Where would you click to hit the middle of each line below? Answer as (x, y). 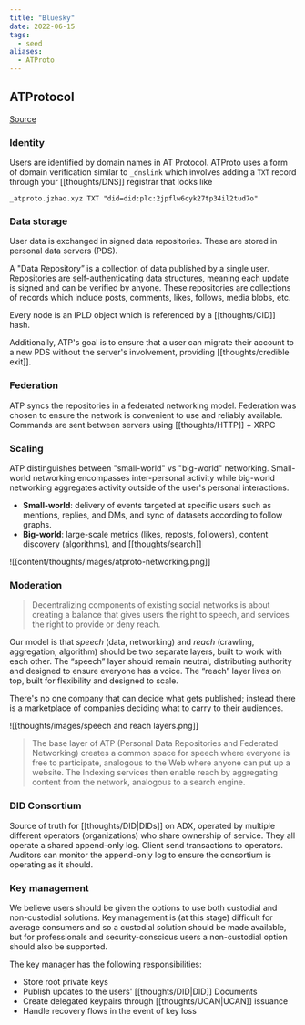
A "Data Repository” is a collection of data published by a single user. (140, 269)
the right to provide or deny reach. (96, 624)
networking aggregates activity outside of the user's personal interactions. (149, 487)
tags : (20, 35)
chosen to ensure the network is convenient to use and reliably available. (146, 415)
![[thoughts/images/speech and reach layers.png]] (104, 726)
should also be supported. (58, 946)
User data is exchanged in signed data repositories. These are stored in (143, 241)
